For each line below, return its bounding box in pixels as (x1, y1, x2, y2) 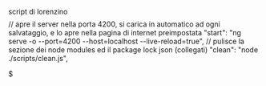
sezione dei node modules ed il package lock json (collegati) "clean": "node (8, 45, 259, 55)
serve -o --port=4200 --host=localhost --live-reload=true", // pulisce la (8, 36, 244, 46)
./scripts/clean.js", (8, 54, 68, 63)
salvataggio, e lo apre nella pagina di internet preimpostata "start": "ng (8, 28, 242, 37)
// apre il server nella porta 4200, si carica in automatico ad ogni (8, 19, 220, 29)
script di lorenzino (8, 7, 68, 16)
